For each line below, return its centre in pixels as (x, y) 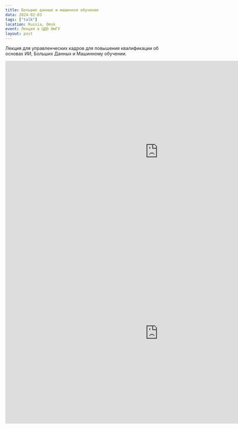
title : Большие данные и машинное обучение (52, 10)
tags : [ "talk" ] (21, 19)
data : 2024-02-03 (24, 15)
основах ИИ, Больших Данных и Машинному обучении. (66, 54)
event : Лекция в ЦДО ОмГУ (33, 29)
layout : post (19, 34)
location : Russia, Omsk (31, 24)
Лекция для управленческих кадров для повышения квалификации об (82, 48)
